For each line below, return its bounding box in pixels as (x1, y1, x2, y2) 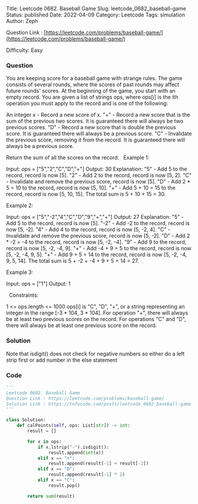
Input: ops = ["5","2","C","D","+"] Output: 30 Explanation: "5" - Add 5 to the (6, 165, 187, 173)
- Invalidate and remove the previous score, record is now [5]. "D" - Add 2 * (6, 178, 191, 185)
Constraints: (8, 292, 39, 299)
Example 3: (6, 269, 34, 276)
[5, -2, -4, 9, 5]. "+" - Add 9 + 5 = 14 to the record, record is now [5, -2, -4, (6, 251, 187, 258)
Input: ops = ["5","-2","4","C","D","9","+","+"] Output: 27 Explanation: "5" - (6, 214, 184, 221)
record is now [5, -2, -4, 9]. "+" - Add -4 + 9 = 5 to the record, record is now (6, 245, 192, 252)
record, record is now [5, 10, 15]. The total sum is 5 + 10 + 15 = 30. (6, 191, 166, 198)
